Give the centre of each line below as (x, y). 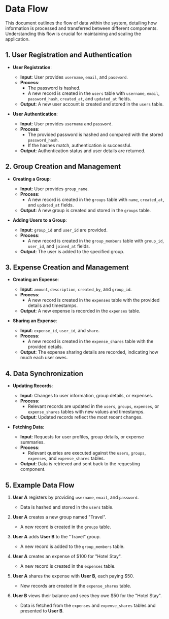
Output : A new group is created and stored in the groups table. (86, 210)
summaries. (32, 442)
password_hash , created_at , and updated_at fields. (79, 98)
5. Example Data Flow (40, 485)
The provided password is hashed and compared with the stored (95, 134)
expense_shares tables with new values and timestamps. (86, 412)
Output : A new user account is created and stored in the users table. (92, 104)
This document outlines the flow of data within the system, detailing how (81, 23)
